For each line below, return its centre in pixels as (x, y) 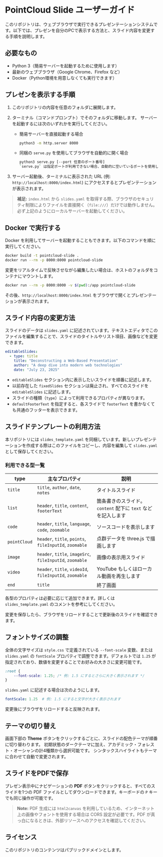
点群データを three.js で (123, 539)
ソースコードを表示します (126, 527)
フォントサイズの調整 (37, 637)
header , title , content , (63, 506)
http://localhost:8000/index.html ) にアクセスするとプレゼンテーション (84, 183)
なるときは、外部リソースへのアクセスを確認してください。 (89, 820)
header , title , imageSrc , (64, 554)
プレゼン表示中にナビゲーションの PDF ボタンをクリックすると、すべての (78, 786)
